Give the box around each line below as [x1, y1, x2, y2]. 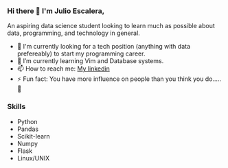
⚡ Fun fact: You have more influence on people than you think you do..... [16, 75, 222, 83]
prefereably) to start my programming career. [16, 49, 146, 58]
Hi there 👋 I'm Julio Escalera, [7, 6, 105, 16]
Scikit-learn [16, 132, 50, 140]
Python [16, 117, 38, 125]
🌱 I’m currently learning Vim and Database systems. [16, 57, 164, 65]
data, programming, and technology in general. [7, 29, 141, 37]
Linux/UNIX [16, 154, 50, 162]
